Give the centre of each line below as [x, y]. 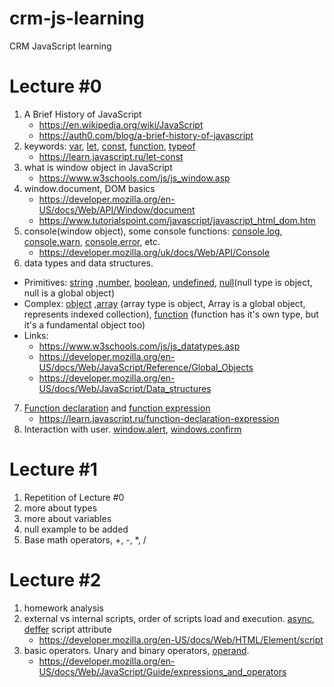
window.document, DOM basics [89, 188]
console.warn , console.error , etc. [92, 241]
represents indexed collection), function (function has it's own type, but [171, 314]
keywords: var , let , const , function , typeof [109, 146]
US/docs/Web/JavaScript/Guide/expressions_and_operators [162, 671]
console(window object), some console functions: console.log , [153, 231]
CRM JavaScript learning [60, 46]
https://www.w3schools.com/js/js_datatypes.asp [139, 346]
